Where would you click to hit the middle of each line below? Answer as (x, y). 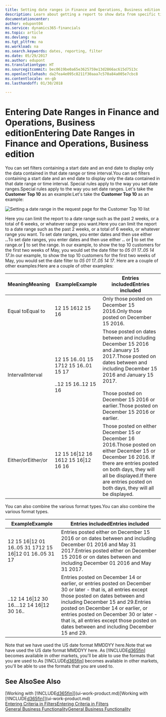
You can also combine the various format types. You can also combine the (80, 506)
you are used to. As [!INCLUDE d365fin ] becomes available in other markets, (82, 661)
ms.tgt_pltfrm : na (24, 42)
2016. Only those (122, 311)
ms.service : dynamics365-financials (43, 28)
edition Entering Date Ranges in (70, 133)
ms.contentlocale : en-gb (31, 79)
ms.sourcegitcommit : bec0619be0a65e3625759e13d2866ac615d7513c (72, 70)
